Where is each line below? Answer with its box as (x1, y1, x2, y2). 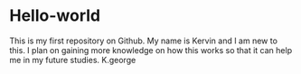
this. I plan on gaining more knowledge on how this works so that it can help (9, 44, 292, 55)
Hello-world (9, 5, 101, 26)
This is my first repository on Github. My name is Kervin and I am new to (9, 35, 278, 46)
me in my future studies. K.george (9, 54, 136, 65)
